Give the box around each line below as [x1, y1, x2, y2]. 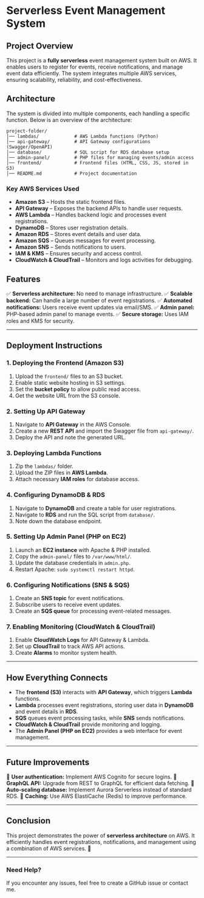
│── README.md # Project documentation [6, 170, 137, 177]
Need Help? [6, 865, 42, 874]
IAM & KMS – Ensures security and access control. [15, 250, 143, 257]
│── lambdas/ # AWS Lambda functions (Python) [6, 133, 159, 140]
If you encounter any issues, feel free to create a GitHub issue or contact [6, 879, 188, 886]
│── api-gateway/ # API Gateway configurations [6, 138, 151, 144]
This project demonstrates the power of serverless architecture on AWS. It [6, 832, 195, 839]
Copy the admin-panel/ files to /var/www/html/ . [15, 553, 132, 560]
